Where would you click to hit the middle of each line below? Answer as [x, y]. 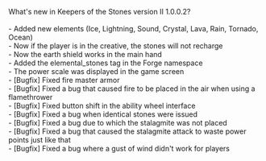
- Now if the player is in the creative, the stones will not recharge [116, 46]
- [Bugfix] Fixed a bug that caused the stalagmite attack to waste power [128, 131]
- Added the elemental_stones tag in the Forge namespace [106, 63]
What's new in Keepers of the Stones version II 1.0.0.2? [100, 12]
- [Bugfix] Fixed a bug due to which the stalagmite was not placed [118, 123]
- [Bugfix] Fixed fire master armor [64, 80]
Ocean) [21, 37]
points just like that [39, 140]
